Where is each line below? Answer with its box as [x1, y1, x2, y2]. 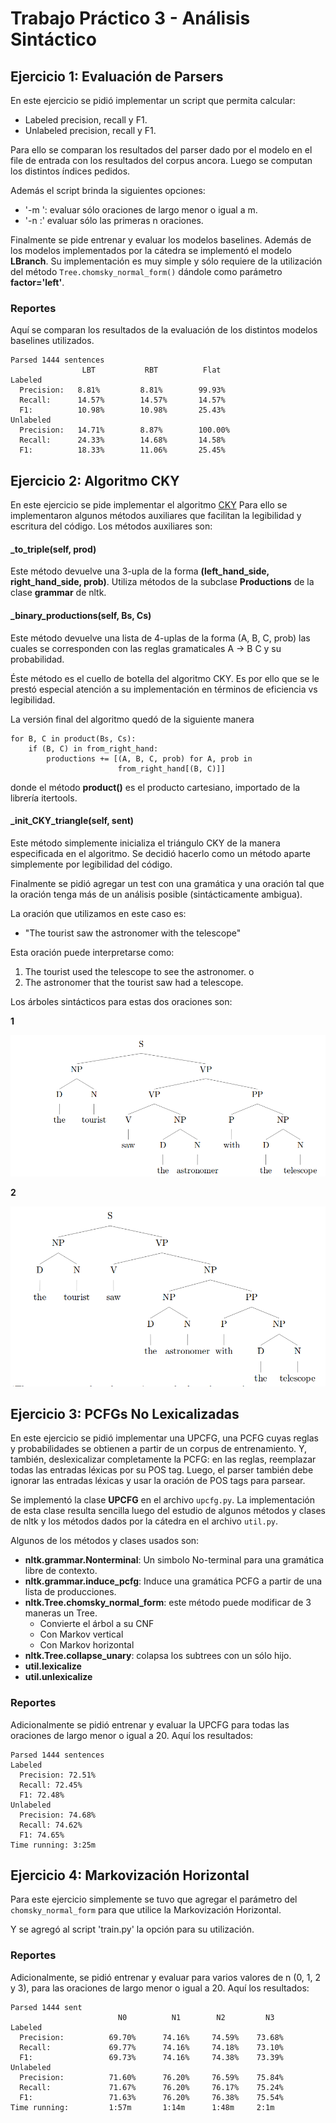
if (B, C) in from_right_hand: [28, 743, 159, 754]
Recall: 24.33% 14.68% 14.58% [19, 435, 226, 446]
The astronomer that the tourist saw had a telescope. [24, 976, 244, 988]
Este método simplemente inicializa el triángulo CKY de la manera [10, 837, 281, 849]
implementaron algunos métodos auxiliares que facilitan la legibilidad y [10, 510, 302, 522]
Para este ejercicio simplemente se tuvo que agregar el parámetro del [10, 1893, 298, 1906]
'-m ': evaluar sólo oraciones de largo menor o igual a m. [24, 204, 258, 216]
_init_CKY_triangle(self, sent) [10, 815, 135, 827]
